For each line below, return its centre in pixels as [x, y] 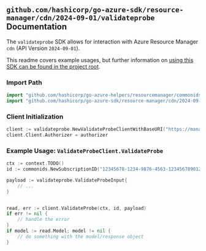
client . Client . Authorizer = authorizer [57, 135]
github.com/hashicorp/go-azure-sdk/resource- [95, 10]
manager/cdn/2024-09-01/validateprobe [81, 18]
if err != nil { [27, 214]
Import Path [24, 82]
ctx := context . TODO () [35, 164]
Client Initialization [35, 117]
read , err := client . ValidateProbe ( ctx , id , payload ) [77, 208]
